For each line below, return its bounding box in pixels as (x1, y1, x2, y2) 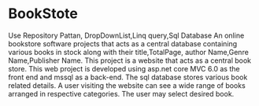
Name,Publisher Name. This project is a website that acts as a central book (8, 56, 252, 65)
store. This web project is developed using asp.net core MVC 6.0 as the (8, 64, 240, 73)
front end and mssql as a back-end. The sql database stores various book (8, 72, 248, 82)
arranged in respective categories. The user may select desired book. (8, 89, 235, 98)
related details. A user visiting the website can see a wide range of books (8, 80, 246, 90)
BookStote (8, 5, 79, 23)
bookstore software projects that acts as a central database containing (8, 38, 238, 48)
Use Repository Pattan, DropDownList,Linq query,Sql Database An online (8, 31, 245, 40)
